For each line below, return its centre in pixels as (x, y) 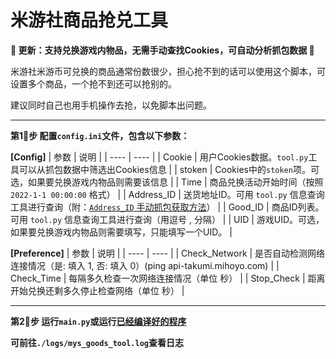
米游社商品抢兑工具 (89, 20)
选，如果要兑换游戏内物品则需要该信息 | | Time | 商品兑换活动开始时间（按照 (167, 182)
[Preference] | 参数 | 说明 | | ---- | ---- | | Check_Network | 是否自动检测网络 (168, 253)
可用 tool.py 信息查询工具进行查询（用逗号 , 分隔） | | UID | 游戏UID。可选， (167, 219)
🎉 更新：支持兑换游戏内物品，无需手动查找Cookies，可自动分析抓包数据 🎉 (162, 50)
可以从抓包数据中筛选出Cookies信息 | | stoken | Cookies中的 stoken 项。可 (169, 169)
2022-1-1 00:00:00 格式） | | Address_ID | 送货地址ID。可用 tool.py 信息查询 (167, 194)
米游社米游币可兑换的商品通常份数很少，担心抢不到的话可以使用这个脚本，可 (168, 71)
